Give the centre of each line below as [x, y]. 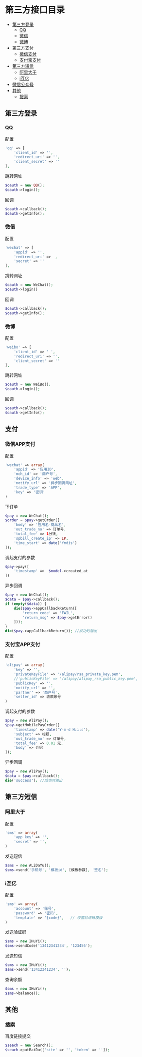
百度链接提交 [18, 1036]
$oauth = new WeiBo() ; [28, 385]
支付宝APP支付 [23, 644]
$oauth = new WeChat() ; [29, 285]
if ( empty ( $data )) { [26, 604]
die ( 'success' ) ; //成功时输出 [34, 780]
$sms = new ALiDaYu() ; [28, 866]
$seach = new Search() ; [29, 1045]
